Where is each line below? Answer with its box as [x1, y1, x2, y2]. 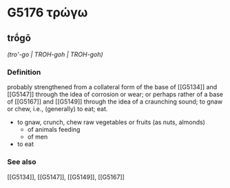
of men [27, 132, 48, 141]
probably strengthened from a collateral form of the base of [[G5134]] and [7, 83, 218, 91]
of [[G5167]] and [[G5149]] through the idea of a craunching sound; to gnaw [7, 97, 222, 106]
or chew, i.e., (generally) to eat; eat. [7, 105, 108, 113]
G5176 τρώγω [7, 5, 88, 21]
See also [7, 157, 36, 167]
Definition [7, 67, 41, 77]
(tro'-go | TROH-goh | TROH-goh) [7, 50, 103, 58]
